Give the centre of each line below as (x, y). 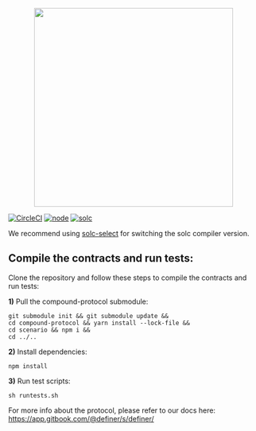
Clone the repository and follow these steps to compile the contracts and (128, 278)
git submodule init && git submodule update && (89, 316)
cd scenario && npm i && (49, 330)
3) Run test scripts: (39, 381)
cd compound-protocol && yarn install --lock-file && (99, 323)
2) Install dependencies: (48, 351)
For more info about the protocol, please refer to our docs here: (112, 410)
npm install (28, 366)
